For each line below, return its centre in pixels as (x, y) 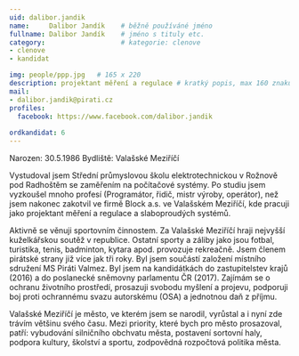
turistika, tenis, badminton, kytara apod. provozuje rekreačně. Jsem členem (148, 249)
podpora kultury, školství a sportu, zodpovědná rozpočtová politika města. (145, 342)
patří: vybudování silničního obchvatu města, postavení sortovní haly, (136, 333)
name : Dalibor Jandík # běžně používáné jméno (111, 26)
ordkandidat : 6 (37, 133)
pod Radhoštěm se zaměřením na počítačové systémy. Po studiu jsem (137, 185)
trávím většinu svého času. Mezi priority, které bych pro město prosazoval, (146, 323)
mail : (19, 91)
